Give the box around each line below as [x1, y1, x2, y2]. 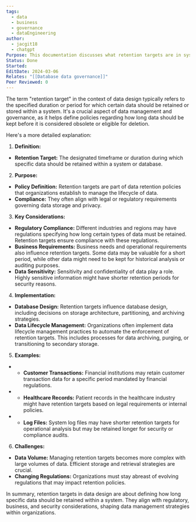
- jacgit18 [11, 42, 38, 47]
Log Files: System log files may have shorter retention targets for [23, 419, 180, 426]
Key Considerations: [14, 213, 65, 220]
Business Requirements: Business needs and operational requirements [14, 243, 187, 250]
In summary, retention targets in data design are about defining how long [6, 490, 181, 497]
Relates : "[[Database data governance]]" [6, 74, 108, 80]
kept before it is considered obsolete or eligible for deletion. [6, 121, 150, 127]
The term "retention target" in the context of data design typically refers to [6, 95, 185, 102]
